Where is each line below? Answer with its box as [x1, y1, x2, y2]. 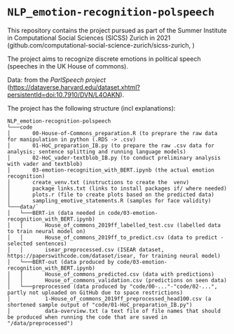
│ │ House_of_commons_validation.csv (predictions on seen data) [7, 277, 228, 284]
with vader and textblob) [7, 160, 83, 167]
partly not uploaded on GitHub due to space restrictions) [7, 289, 184, 296]
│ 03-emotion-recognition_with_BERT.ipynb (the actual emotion [7, 167, 215, 174]
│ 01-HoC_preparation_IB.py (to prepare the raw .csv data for [7, 142, 215, 149]
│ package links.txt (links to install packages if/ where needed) [7, 185, 228, 192]
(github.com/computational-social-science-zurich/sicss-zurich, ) [7, 41, 195, 49]
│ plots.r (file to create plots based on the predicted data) [7, 191, 215, 198]
